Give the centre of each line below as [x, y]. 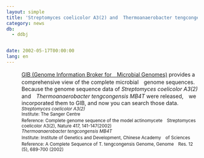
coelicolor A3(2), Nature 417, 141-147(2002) [67, 126]
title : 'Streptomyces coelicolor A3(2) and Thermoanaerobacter [89, 18]
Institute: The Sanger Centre [51, 114]
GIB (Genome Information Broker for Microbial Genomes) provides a [108, 74]
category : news [25, 23]
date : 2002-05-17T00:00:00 [40, 51]
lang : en [17, 57]
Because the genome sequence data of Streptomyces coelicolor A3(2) [110, 89]
